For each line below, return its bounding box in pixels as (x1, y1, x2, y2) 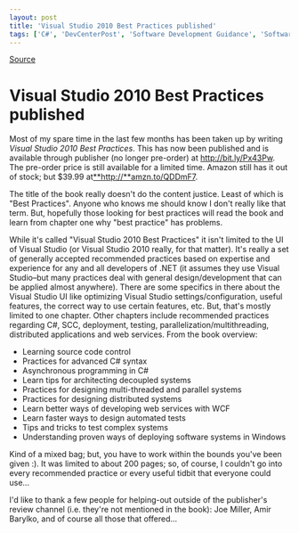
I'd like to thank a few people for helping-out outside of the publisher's (9, 495, 268, 505)
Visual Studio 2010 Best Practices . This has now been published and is (9, 143, 270, 154)
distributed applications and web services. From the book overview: (9, 329, 258, 340)
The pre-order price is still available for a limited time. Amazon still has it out (9, 162, 288, 173)
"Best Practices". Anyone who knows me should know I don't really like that (9, 198, 287, 209)
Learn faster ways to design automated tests (21, 413, 187, 423)
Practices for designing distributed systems (21, 394, 182, 405)
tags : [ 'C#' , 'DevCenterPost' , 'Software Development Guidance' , (9, 29, 256, 38)
